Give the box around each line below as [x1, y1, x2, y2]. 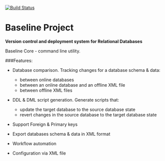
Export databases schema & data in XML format [12, 131, 110, 137]
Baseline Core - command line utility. [5, 48, 81, 54]
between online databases [19, 77, 75, 83]
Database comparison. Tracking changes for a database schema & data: [12, 67, 161, 73]
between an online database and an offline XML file [19, 82, 125, 88]
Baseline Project [5, 22, 74, 33]
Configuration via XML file [12, 150, 66, 156]
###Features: [5, 57, 33, 63]
